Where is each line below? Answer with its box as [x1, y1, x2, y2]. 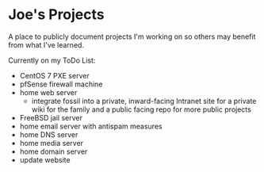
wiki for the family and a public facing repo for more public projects [31, 105, 251, 114]
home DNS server [19, 129, 78, 140]
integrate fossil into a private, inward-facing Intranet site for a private [31, 96, 257, 105]
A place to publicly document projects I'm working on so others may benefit [8, 32, 256, 41]
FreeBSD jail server [19, 113, 83, 122]
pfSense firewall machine [19, 79, 103, 89]
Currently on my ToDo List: [8, 55, 96, 65]
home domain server [19, 147, 88, 156]
